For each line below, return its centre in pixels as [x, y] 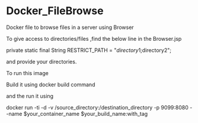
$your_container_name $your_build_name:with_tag [86, 114]
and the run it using [30, 96]
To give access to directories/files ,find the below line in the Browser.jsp [94, 38]
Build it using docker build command [51, 85]
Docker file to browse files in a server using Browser [70, 27]
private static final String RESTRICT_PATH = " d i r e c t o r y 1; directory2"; [89, 50]
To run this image [27, 73]
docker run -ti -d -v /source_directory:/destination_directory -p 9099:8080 [97, 107]
